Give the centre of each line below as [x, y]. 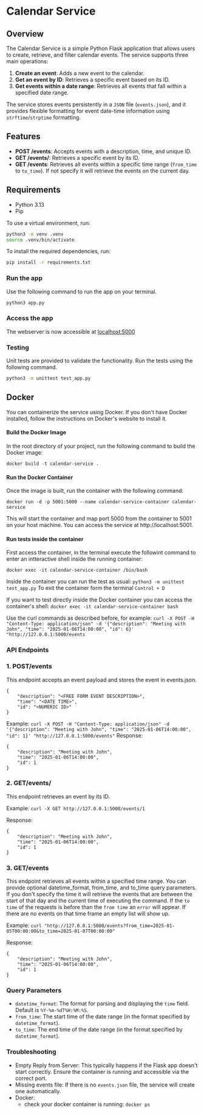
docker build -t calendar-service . [53, 464]
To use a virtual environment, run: [48, 223]
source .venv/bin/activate [40, 240]
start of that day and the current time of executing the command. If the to [98, 900]
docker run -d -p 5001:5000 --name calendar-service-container [88, 502]
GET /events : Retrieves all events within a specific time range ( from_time [106, 164]
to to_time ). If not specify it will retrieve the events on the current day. [102, 171]
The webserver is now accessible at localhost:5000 [71, 331]
